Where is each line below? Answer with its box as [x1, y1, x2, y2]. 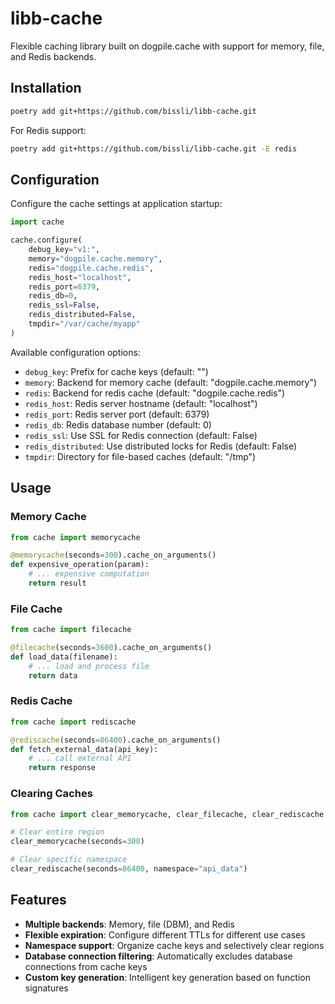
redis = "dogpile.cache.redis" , [28, 263, 155, 273]
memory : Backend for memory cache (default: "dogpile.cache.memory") [24, 376, 318, 388]
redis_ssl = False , [28, 300, 101, 311]
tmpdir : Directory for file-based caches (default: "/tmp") [24, 450, 257, 462]
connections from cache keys [24, 960, 148, 972]
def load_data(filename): [10, 652, 118, 662]
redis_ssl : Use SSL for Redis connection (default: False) [24, 429, 258, 441]
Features [10, 892, 67, 909]
